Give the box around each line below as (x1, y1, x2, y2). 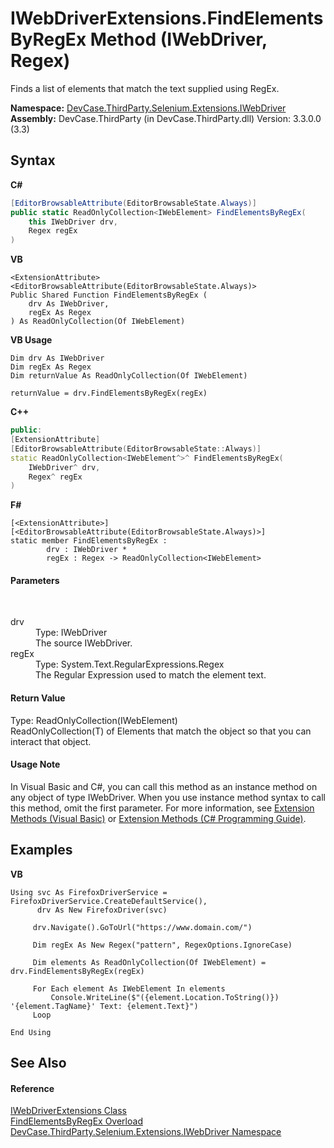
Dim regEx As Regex (10, 362, 92, 372)
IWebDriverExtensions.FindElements (10, 7, 324, 30)
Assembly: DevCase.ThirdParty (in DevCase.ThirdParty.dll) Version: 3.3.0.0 (10, 112, 322, 124)
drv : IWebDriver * (46, 545, 128, 555)
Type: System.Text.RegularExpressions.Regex (35, 658, 225, 671)
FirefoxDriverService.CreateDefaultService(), (10, 896, 208, 906)
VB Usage (10, 334, 53, 346)
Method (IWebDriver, (89, 28, 268, 51)
